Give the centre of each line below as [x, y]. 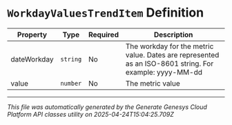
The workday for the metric [170, 46]
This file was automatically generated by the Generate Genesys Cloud [107, 107]
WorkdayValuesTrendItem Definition [106, 13]
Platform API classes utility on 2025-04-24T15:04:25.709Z [91, 114]
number [71, 83]
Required [104, 35]
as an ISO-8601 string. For [170, 64]
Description [173, 35]
